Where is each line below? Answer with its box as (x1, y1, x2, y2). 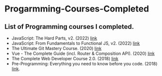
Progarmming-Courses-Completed (4, 3, 149, 14)
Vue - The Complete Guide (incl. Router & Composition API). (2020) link (11, 51, 155, 56)
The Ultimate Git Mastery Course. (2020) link (11, 46, 102, 51)
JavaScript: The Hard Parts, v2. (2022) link (11, 35, 97, 41)
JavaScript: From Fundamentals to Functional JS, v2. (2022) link (11, 40, 140, 46)
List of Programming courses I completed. (4, 23, 134, 31)
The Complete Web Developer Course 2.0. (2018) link (11, 56, 118, 61)
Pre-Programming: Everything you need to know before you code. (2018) (11, 61, 158, 66)
